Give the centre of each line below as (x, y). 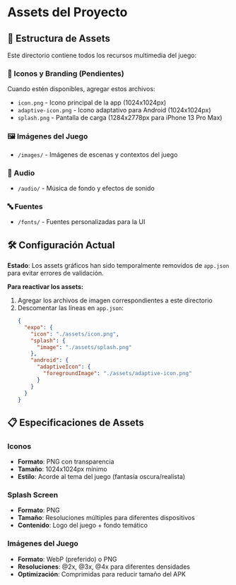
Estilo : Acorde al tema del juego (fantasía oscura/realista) (101, 477)
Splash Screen (33, 495)
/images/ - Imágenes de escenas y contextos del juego (98, 154)
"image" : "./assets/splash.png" (84, 347)
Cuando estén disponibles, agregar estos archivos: (81, 89)
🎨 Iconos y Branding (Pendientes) (66, 73)
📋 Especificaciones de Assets (76, 422)
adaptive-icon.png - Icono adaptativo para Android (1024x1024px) (114, 110)
